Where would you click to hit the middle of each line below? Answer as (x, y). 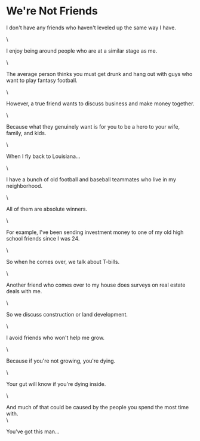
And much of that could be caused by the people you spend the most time (98, 407)
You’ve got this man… (33, 431)
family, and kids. (26, 133)
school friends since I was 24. (43, 238)
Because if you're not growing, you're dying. (61, 361)
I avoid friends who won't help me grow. (56, 337)
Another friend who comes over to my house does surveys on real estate (96, 285)
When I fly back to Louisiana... (43, 156)
